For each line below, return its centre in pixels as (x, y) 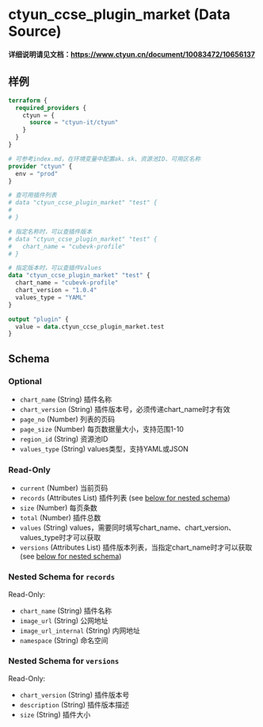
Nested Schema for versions (64, 661)
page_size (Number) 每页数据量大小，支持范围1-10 (102, 428)
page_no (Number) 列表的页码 (67, 419)
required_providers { (51, 108)
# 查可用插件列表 (32, 196)
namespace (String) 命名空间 (64, 640)
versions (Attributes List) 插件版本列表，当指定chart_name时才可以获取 (136, 547)
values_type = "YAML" (51, 297)
